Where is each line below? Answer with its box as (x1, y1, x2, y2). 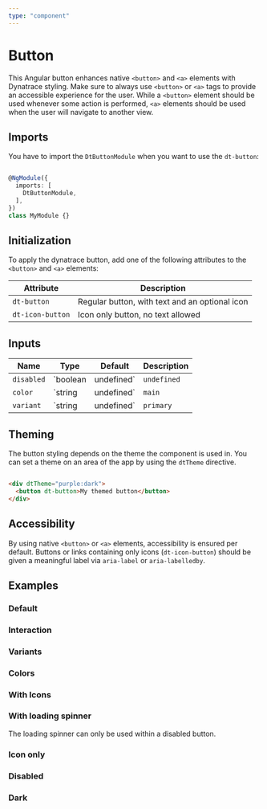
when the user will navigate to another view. (8, 107, 154, 116)
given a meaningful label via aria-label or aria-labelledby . (8, 555, 206, 565)
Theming (8, 427, 55, 441)
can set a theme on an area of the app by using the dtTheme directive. (8, 457, 237, 467)
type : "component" (8, 11, 70, 20)
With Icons (8, 688, 52, 700)
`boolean (53, 374, 87, 386)
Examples (8, 578, 59, 592)
